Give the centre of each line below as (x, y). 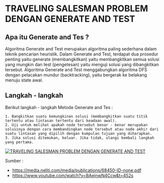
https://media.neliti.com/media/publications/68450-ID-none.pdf (77, 170)
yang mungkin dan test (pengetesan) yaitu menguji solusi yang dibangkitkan (82, 65)
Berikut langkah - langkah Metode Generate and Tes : (59, 107)
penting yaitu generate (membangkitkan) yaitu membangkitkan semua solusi (82, 59)
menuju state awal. (24, 80)
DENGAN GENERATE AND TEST (70, 19)
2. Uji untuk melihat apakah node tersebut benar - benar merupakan (76, 125)
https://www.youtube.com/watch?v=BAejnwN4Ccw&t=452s (73, 175)
